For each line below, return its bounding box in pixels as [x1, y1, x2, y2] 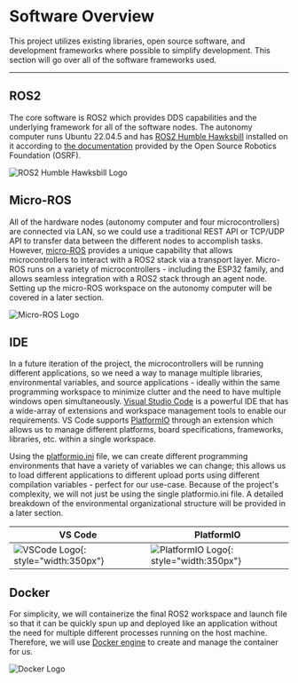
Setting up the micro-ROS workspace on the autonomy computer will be [9, 282, 272, 293]
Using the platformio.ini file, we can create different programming [9, 451, 248, 462]
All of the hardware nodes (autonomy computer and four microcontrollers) [9, 216, 280, 227]
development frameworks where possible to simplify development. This [9, 44, 271, 55]
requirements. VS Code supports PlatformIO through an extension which [9, 415, 274, 425]
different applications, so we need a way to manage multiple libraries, [9, 368, 263, 378]
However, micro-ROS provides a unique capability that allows [9, 244, 233, 255]
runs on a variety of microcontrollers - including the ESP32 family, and [27, 264, 285, 274]
